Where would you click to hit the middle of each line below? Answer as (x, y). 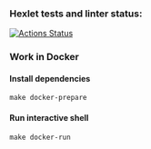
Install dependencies (50, 78)
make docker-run (40, 137)
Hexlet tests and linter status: (76, 14)
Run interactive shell (49, 118)
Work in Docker (44, 57)
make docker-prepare (49, 98)
